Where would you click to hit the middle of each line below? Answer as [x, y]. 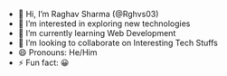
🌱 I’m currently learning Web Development [97, 33]
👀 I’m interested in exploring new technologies [104, 24]
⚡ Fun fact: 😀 [43, 62]
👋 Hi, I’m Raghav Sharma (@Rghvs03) [88, 14]
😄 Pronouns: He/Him [57, 52]
